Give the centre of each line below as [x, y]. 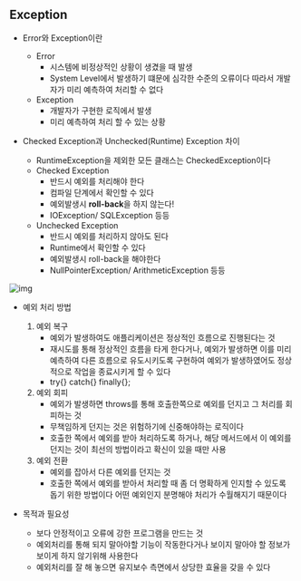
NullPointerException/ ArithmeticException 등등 [137, 270]
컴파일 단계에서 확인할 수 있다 [102, 192]
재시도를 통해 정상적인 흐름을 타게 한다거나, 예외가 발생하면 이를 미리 [170, 349]
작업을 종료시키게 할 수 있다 [122, 372]
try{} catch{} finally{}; [90, 382]
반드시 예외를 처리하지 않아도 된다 [109, 236]
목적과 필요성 [46, 513]
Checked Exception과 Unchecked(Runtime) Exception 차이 [131, 140]
